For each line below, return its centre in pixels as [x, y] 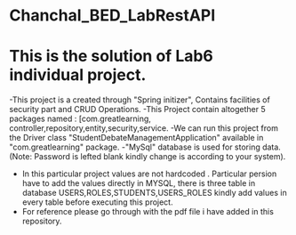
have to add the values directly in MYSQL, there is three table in [139, 183]
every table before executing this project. [97, 202]
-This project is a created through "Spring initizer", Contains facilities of [140, 100]
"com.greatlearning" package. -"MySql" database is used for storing [135, 147]
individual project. [78, 75]
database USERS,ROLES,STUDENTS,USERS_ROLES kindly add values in [154, 193]
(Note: [21, 157]
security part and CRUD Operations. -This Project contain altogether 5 [138, 109]
